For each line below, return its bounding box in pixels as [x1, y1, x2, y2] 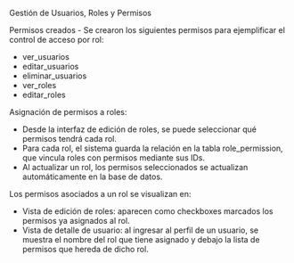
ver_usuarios [21, 52, 69, 62]
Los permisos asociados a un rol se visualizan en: [9, 189, 192, 199]
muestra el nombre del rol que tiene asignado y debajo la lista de [21, 234, 260, 244]
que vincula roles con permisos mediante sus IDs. [21, 152, 205, 163]
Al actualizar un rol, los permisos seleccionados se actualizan [21, 162, 249, 172]
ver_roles [21, 80, 57, 90]
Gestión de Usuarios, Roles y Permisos [9, 8, 151, 18]
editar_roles [21, 89, 66, 100]
